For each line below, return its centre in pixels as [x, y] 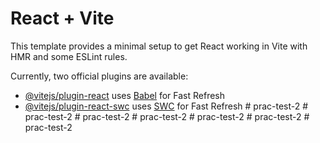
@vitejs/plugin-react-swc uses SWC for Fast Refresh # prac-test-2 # [166, 106]
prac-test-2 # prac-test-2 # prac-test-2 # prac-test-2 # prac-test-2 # [167, 116]
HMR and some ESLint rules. [69, 56]
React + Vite [62, 18]
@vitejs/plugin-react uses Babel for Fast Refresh [125, 95]
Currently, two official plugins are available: [99, 76]
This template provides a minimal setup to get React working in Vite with [159, 46]
